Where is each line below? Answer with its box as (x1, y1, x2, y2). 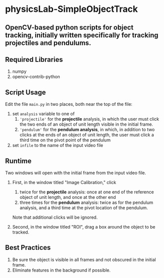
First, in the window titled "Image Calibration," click (12, 180, 117, 185)
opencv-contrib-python (12, 74, 60, 80)
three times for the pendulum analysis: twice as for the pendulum (19, 199, 153, 206)
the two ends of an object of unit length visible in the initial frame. (19, 121, 153, 127)
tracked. (12, 229, 30, 235)
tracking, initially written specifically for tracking (5, 31, 159, 39)
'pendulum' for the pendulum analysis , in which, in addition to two (19, 127, 155, 133)
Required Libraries (5, 55, 63, 64)
